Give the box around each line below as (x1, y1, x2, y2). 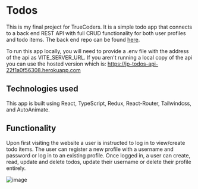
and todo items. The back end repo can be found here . (6, 36, 140, 43)
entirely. (6, 165, 26, 172)
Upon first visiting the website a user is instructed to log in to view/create (6, 139, 186, 146)
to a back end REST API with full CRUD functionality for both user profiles (6, 29, 186, 36)
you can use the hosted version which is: (6, 60, 106, 67)
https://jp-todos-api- (107, 60, 159, 67)
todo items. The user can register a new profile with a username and (6, 145, 174, 153)
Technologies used (6, 84, 78, 94)
